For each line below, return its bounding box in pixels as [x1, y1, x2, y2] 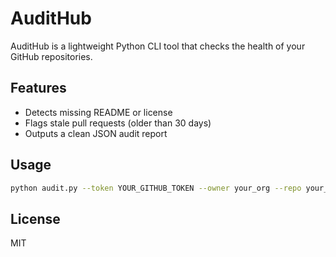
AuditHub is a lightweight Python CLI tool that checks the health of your [10, 40, 306, 52]
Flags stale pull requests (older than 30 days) [24, 117, 212, 129]
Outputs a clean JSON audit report [24, 127, 168, 139]
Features [10, 80, 67, 97]
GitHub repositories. [10, 50, 93, 62]
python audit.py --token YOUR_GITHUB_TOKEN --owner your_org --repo [10, 183, 302, 193]
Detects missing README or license [24, 106, 173, 118]
